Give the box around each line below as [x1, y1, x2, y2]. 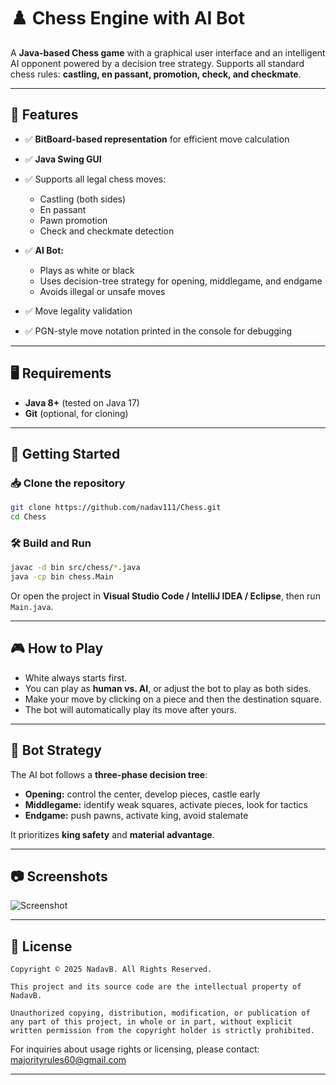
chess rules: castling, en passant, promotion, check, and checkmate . [10, 68, 302, 80]
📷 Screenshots [10, 868, 108, 885]
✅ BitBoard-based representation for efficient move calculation [24, 133, 290, 145]
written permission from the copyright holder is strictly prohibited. [10, 1026, 315, 1036]
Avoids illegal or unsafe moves [39, 285, 166, 297]
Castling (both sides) [39, 193, 127, 205]
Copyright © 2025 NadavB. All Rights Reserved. [10, 965, 213, 975]
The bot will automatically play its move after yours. [24, 703, 237, 715]
